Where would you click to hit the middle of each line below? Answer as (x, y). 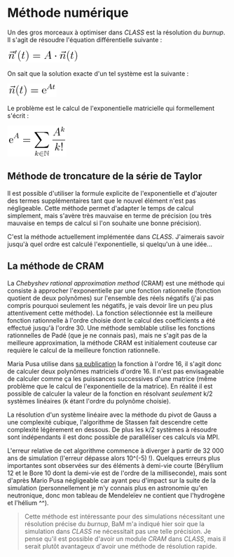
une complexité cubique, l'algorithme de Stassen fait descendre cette (108, 422)
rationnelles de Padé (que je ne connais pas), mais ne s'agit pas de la (107, 335)
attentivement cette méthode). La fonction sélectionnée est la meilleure (110, 313)
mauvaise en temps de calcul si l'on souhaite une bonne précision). (104, 223)
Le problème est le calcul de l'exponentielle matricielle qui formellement (111, 108)
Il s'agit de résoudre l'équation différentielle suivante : (85, 39)
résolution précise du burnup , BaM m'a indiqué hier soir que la (115, 523)
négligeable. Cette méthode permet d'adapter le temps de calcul (101, 208)
